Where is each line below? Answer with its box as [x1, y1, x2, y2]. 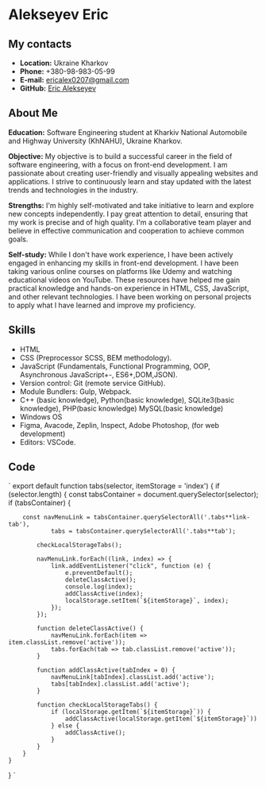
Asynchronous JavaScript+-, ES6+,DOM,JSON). [19, 369, 178, 379]
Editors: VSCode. [19, 437, 76, 446]
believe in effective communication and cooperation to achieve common [8, 226, 245, 235]
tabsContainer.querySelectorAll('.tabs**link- [93, 514, 250, 522]
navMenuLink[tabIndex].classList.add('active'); [50, 673, 215, 681]
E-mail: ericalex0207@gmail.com [19, 75, 129, 84]
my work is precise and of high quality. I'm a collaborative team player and [8, 217, 252, 227]
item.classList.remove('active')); [8, 638, 126, 646]
